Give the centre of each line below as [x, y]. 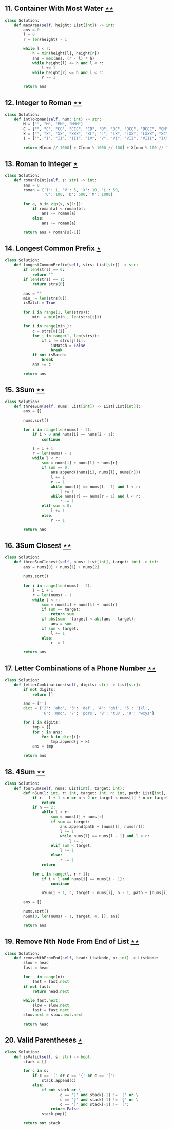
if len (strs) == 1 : [44, 279]
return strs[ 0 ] [49, 284]
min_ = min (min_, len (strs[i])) [67, 317]
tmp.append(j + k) [70, 742]
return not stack [42, 1123]
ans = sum [61, 624]
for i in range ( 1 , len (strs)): [57, 312]
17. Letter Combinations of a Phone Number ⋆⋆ [80, 668]
